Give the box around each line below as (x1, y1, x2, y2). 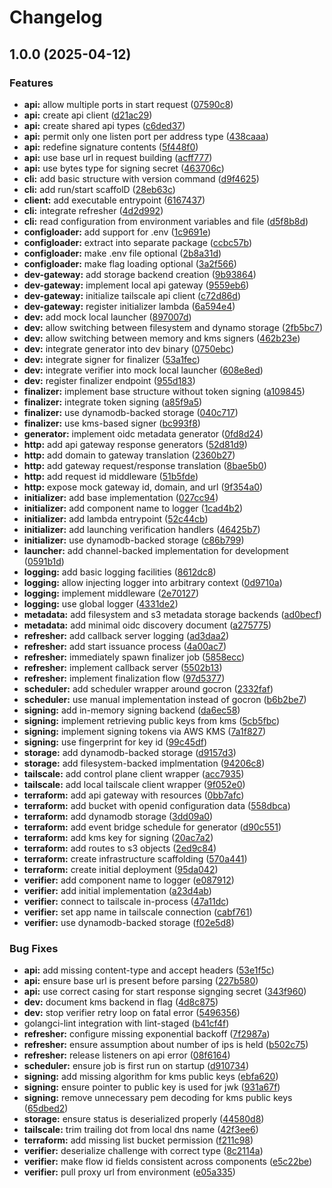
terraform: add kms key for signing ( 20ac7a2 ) (23, 831, 214, 843)
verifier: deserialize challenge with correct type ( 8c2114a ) (23, 1145, 264, 1157)
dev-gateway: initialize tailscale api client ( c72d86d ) (23, 289, 241, 301)
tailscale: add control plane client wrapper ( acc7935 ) (23, 767, 245, 780)
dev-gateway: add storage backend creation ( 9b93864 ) (23, 268, 257, 280)
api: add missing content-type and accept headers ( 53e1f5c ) (23, 964, 275, 976)
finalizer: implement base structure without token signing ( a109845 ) (23, 385, 306, 397)
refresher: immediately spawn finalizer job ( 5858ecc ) (23, 651, 246, 663)
